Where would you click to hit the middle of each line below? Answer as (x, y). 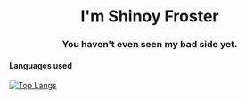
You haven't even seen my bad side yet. (150, 45)
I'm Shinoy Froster (150, 16)
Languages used (41, 65)
